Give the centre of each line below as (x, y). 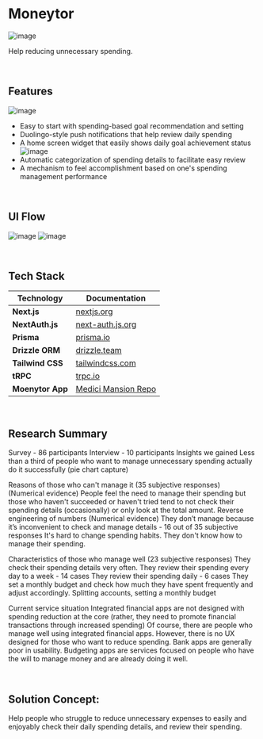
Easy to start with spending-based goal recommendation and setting (131, 126)
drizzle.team (99, 350)
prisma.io (93, 338)
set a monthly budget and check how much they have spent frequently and (131, 584)
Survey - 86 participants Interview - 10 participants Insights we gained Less (131, 453)
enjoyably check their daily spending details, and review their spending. (125, 727)
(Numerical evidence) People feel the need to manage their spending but (127, 493)
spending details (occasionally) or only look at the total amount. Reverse (126, 510)
